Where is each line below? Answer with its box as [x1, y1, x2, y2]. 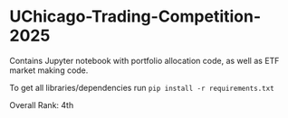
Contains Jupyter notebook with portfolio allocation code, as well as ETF [9, 55, 280, 66]
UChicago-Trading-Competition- [9, 6, 262, 27]
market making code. [9, 65, 89, 76]
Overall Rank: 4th [9, 99, 74, 110]
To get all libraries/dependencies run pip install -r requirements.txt [9, 82, 274, 93]
